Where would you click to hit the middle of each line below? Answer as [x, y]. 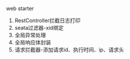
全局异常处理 [30, 35]
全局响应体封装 [33, 42]
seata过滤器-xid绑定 [39, 28]
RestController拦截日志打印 [47, 20]
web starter [20, 8]
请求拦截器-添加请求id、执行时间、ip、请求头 [69, 50]
